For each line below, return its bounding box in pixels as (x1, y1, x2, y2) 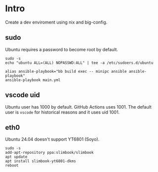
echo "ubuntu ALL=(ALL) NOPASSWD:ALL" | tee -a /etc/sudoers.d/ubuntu (5, 60, 154, 65)
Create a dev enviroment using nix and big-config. (5, 19, 108, 25)
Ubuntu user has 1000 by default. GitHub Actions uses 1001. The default (5, 104, 152, 110)
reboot (5, 163, 19, 168)
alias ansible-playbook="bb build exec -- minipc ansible (5, 69, 127, 74)
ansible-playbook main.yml (5, 77, 61, 83)
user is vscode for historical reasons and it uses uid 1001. (5, 109, 120, 115)
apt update (5, 154, 28, 160)
